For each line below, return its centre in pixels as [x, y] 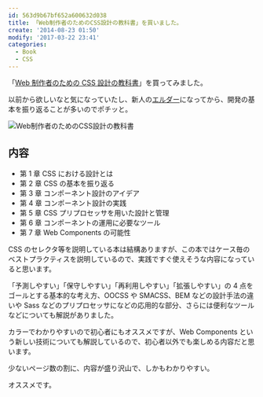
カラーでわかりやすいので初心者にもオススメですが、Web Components [123, 332]
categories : [27, 45]
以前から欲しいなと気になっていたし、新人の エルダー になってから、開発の [128, 99]
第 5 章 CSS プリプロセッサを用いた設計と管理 [95, 212]
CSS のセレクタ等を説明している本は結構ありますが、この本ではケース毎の [129, 249]
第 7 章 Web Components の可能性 [75, 232]
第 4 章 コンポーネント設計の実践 [73, 203]
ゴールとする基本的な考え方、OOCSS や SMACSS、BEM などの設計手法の [128, 295]
